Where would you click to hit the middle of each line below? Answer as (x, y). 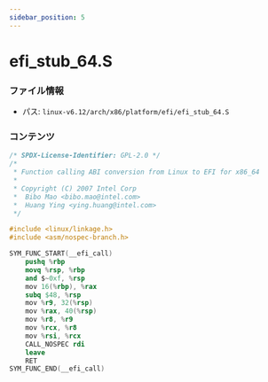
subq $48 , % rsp (53, 295)
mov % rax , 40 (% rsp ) (61, 311)
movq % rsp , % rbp (55, 270)
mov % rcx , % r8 (51, 328)
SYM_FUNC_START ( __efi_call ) (61, 253)
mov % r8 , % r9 (49, 320)
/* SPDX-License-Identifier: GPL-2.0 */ (85, 156)
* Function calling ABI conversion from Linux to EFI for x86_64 (136, 172)
